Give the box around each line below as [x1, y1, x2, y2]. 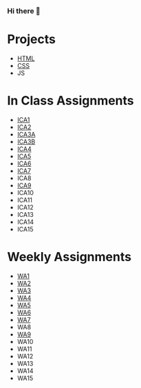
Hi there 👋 [7, 6, 41, 16]
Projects [7, 32, 56, 47]
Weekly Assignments [7, 249, 132, 264]
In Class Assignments [7, 93, 134, 109]
